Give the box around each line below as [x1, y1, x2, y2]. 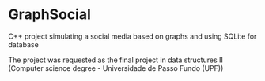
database [8, 39, 40, 49]
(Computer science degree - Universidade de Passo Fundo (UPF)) [8, 63, 224, 72]
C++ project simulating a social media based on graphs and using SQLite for [8, 31, 257, 41]
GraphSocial [8, 6, 91, 24]
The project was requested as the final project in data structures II [8, 55, 224, 64]
